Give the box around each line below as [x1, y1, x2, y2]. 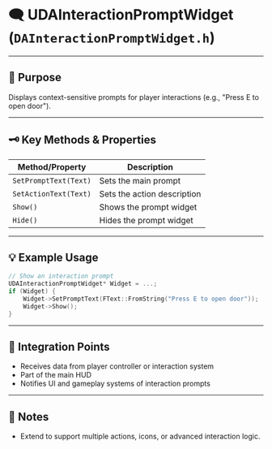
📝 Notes [8, 410, 49, 424]
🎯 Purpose [8, 71, 62, 84]
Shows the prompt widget [99, 201, 198, 213]
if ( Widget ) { [8, 287, 57, 296]
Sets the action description [99, 188, 202, 199]
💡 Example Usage [8, 250, 99, 264]
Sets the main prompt [99, 175, 181, 186]
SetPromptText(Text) [12, 175, 91, 185]
